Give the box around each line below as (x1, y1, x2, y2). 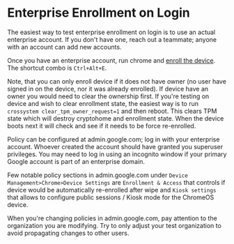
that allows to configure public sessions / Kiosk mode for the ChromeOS (7, 193, 214, 201)
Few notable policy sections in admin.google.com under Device (7, 171, 188, 179)
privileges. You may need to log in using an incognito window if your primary (7, 150, 227, 158)
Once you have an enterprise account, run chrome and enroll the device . (7, 56, 216, 64)
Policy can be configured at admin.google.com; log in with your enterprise (7, 135, 220, 144)
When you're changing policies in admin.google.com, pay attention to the (7, 214, 217, 222)
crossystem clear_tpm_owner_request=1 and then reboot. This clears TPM (7, 107, 217, 115)
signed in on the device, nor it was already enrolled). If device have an (7, 84, 209, 93)
